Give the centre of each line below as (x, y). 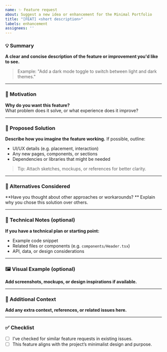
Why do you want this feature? (38, 105)
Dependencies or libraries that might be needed (61, 159)
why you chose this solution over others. (47, 203)
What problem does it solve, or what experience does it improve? (72, 111)
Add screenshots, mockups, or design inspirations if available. (71, 281)
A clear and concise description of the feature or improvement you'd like (82, 57)
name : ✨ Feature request (31, 10)
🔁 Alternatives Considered (38, 186)
